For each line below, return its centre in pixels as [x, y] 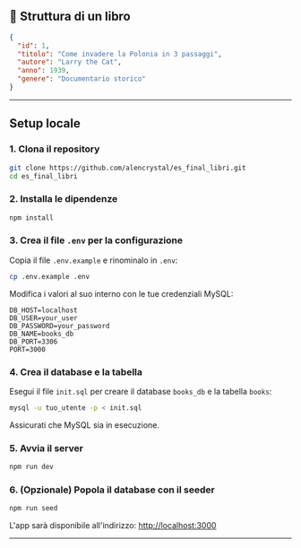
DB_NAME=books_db [42, 334]
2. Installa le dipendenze [64, 199]
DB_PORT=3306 [34, 342]
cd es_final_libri [43, 176]
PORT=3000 [28, 349]
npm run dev [31, 467]
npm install [31, 217]
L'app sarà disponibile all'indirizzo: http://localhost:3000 [113, 526]
